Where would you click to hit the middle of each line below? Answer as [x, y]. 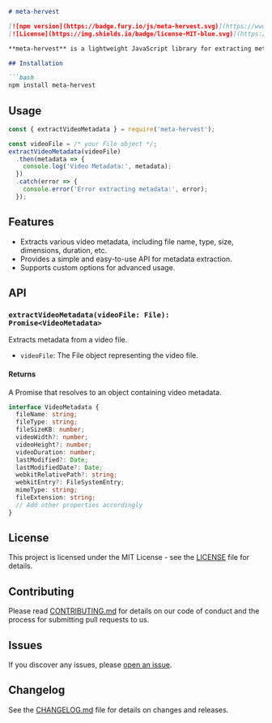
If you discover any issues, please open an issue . [90, 665]
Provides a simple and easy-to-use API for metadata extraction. [126, 259]
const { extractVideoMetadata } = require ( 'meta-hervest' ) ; [112, 129]
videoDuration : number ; [55, 452]
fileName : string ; [47, 415]
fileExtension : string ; [55, 498]
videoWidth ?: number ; [52, 437]
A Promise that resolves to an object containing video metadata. [115, 392]
